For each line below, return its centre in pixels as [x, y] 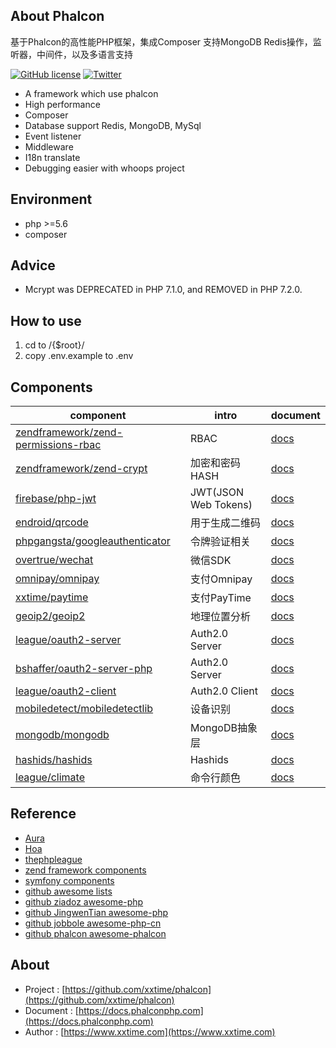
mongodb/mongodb [62, 735]
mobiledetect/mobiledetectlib [84, 709]
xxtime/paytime [52, 597]
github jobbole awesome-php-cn [93, 923]
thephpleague [53, 859]
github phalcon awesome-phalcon [95, 933]
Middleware [49, 146]
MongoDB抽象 [223, 728]
